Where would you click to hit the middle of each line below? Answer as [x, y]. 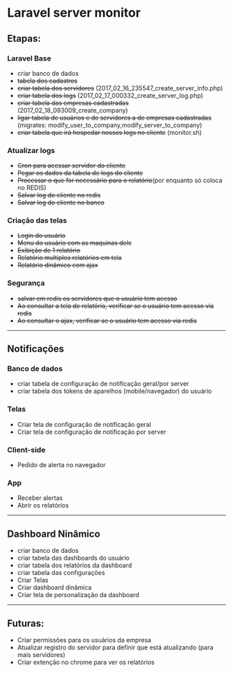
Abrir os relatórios [43, 505]
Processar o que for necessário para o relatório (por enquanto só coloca [120, 180]
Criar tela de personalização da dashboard [78, 595]
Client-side [26, 450]
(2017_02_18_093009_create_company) [72, 110]
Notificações [36, 349]
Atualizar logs [31, 150]
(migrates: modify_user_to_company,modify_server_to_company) [110, 125]
